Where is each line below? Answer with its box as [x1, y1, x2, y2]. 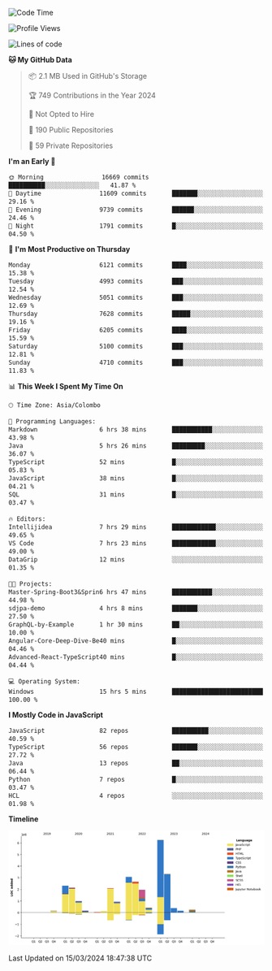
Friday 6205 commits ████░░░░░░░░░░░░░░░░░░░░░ [8, 326, 264, 334]
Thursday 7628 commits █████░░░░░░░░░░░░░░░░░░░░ [8, 310, 264, 318]
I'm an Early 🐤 [8, 157, 56, 166]
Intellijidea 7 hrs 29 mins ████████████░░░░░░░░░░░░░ [8, 523, 264, 531]
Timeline [8, 814, 39, 824]
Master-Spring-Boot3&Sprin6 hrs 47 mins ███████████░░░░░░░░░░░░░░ [8, 588, 264, 596]
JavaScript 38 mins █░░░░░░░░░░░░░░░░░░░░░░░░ [8, 475, 264, 483]
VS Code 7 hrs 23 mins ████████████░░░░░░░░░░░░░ [8, 540, 264, 548]
